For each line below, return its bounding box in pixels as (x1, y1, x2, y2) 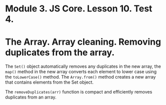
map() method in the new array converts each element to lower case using (5, 69, 157, 75)
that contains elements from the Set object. (5, 79, 94, 85)
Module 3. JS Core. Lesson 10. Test (5, 3, 153, 14)
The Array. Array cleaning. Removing (5, 36, 162, 48)
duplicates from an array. (5, 94, 57, 100)
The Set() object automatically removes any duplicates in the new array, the (5, 63, 162, 70)
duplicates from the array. (5, 47, 115, 58)
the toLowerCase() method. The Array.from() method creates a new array (5, 74, 156, 80)
